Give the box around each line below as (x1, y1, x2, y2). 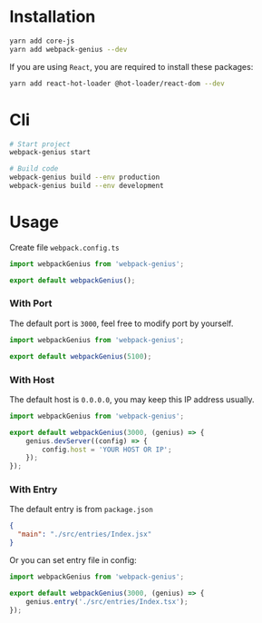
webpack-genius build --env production (9, 173, 160, 183)
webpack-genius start (9, 148, 92, 157)
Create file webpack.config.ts (9, 242, 120, 252)
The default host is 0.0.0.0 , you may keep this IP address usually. (9, 393, 255, 405)
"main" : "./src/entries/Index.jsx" (17, 529, 152, 539)
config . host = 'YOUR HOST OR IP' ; (42, 445, 172, 454)
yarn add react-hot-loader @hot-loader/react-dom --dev (9, 79, 225, 88)
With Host (9, 373, 54, 386)
